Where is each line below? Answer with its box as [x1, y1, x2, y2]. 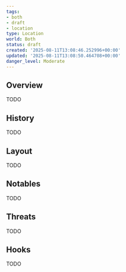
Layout [6, 146, 33, 156]
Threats [6, 212, 36, 222]
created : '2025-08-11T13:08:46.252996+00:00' [6, 47, 121, 53]
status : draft [6, 42, 42, 48]
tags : [6, 8, 20, 15]
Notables [6, 179, 41, 189]
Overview [6, 80, 43, 90]
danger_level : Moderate [6, 58, 65, 64]
